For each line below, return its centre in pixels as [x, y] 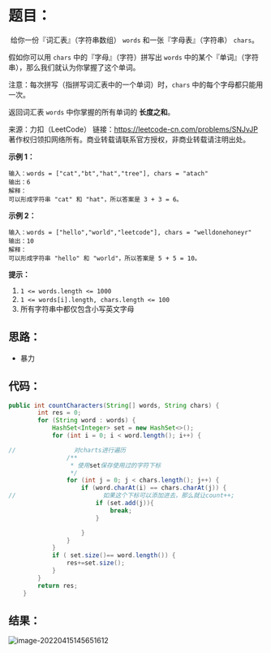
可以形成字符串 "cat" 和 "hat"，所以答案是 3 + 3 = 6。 [96, 199]
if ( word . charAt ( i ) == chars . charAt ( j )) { [154, 488]
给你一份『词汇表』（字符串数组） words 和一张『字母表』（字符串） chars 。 [135, 40]
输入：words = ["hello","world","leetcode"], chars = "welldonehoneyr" [130, 232]
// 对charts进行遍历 [67, 450]
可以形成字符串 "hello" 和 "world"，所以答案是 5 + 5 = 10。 [105, 258]
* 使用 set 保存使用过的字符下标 [116, 465]
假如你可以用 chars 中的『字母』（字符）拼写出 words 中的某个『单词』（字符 [134, 57]
